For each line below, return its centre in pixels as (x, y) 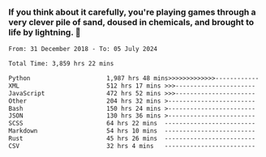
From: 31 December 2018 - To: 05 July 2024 (83, 49)
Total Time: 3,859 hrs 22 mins (61, 64)
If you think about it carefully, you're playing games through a (133, 12)
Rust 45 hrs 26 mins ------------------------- (132, 139)
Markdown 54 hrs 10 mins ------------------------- (132, 131)
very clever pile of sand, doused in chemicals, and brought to (131, 22)
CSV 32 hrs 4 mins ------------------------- (132, 146)
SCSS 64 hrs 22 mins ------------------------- (132, 124)
